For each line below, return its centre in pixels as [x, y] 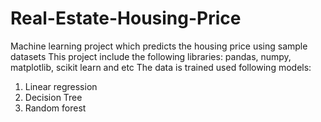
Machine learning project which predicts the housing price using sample [159, 46]
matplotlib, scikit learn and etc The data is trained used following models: [161, 67]
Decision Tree [53, 97]
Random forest [55, 108]
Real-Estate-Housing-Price [126, 18]
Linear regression [61, 86]
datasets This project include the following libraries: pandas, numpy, [151, 56]
